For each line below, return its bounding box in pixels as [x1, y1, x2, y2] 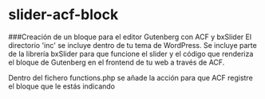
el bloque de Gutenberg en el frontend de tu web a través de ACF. [8, 57, 225, 67]
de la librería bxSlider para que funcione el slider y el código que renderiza [8, 49, 254, 58]
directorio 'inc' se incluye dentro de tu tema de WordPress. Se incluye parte [8, 40, 257, 49]
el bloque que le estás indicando [8, 81, 116, 91]
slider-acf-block [8, 6, 119, 24]
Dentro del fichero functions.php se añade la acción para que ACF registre [8, 73, 253, 82]
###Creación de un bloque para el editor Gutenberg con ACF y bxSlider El [8, 32, 252, 42]
